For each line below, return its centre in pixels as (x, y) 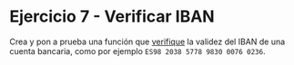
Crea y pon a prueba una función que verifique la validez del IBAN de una (147, 42)
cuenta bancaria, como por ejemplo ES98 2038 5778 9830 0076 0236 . (137, 51)
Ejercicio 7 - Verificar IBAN (112, 17)
